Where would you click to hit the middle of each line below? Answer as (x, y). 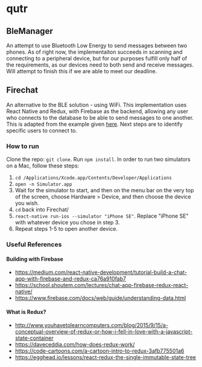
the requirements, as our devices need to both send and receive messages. (100, 65)
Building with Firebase (35, 259)
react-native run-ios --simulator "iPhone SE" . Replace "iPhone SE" (102, 216)
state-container (34, 338)
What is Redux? (26, 312)
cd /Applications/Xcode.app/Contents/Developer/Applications (93, 178)
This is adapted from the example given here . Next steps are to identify (94, 124)
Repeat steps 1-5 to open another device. (66, 229)
